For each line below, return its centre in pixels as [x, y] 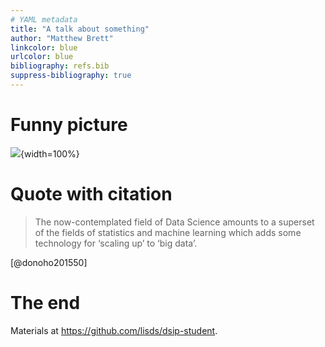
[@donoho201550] [49, 262]
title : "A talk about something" [80, 29]
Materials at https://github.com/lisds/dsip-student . [114, 330]
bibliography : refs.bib [60, 66]
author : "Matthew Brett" [62, 38]
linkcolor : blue [44, 47]
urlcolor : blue [42, 57]
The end [45, 302]
